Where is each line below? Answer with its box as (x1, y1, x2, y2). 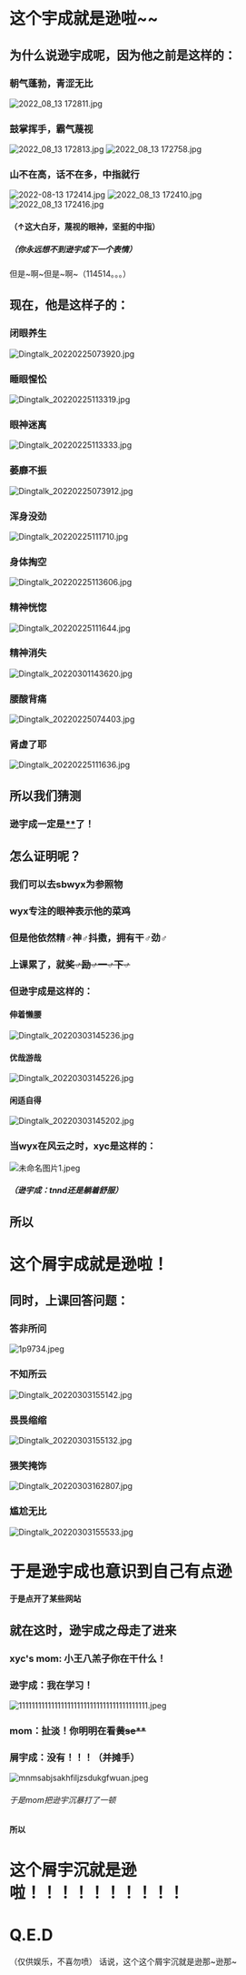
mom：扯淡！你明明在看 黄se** (9, 1724, 147, 1737)
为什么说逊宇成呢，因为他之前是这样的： (9, 47, 236, 63)
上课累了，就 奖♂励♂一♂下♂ (9, 957, 131, 970)
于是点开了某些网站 (9, 1594, 82, 1605)
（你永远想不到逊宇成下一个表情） (9, 243, 137, 255)
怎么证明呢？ (9, 848, 82, 865)
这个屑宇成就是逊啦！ (9, 1253, 170, 1274)
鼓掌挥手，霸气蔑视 (9, 122, 93, 135)
